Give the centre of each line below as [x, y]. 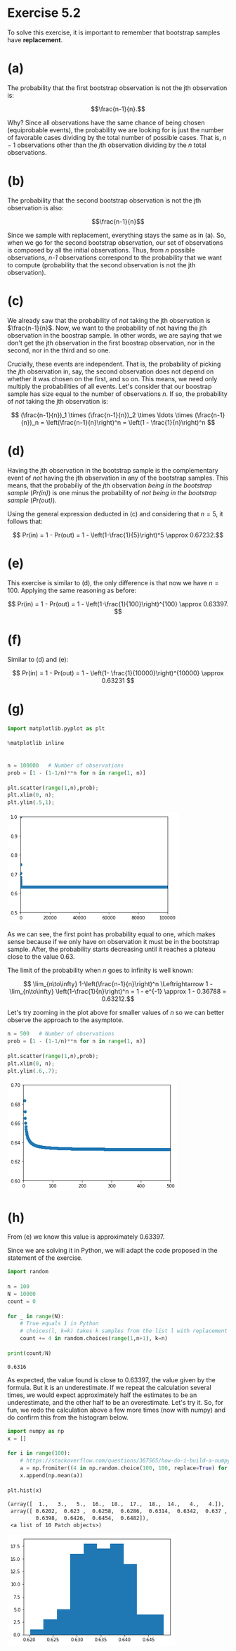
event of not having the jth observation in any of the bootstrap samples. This [118, 478]
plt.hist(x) [25, 1490]
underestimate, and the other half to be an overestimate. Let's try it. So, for [115, 1402]
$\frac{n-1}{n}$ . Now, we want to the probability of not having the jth [107, 328]
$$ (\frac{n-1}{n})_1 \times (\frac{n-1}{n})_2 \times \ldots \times [102, 415]
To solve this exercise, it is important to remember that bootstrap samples [114, 32]
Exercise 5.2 [44, 13]
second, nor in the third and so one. [59, 350]
